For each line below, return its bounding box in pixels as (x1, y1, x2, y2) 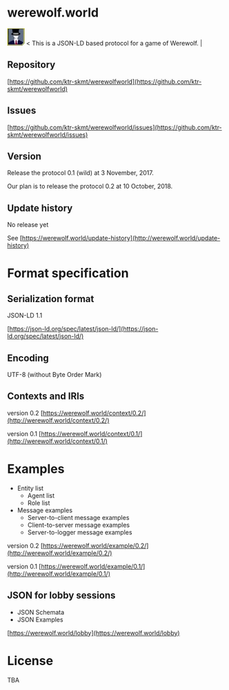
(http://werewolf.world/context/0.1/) (7, 437, 108, 445)
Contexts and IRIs (7, 391, 85, 402)
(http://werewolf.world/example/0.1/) (7, 569, 110, 578)
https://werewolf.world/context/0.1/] (41, 429, 143, 438)
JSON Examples (17, 615, 63, 624)
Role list (27, 498, 50, 507)
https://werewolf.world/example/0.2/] (42, 541, 149, 550)
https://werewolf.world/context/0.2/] (42, 409, 146, 417)
